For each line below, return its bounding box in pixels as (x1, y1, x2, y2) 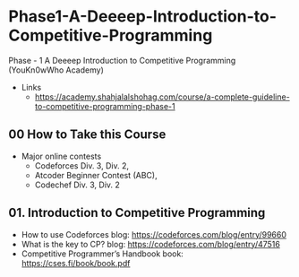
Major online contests (21, 151, 102, 161)
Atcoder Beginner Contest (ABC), (34, 169, 158, 180)
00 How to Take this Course (8, 127, 167, 143)
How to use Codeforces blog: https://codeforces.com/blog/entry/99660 (21, 229, 287, 239)
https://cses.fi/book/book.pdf (21, 257, 131, 268)
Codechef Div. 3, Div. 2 (34, 179, 120, 190)
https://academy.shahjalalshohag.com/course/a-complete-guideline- (34, 91, 290, 102)
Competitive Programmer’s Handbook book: (21, 248, 184, 259)
